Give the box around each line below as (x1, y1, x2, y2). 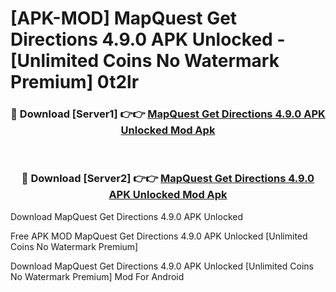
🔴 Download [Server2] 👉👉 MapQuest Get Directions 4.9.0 (21, 172, 315, 186)
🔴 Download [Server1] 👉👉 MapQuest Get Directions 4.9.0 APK (10, 107, 326, 121)
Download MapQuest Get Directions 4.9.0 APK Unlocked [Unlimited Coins (10, 260, 314, 272)
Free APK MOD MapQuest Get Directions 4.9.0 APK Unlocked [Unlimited (10, 230, 308, 242)
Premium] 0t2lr (10, 71, 140, 94)
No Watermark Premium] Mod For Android (10, 270, 185, 282)
